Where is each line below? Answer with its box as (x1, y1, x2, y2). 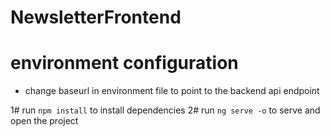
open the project (10, 115, 79, 127)
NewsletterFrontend (10, 6, 182, 29)
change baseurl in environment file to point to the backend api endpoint (24, 85, 320, 97)
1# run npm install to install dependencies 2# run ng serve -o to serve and (10, 104, 321, 116)
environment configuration (10, 52, 239, 75)
